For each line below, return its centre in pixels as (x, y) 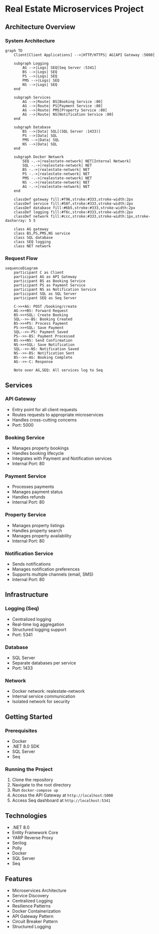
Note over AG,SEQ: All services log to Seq (58, 370)
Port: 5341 (22, 634)
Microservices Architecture (39, 890)
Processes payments (33, 487)
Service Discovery (30, 895)
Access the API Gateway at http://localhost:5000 (62, 795)
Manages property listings (38, 525)
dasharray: (16, 220)
